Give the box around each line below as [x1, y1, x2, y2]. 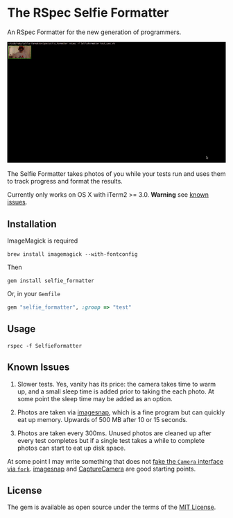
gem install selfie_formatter [7, 277, 95, 284]
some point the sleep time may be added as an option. [17, 394, 173, 403]
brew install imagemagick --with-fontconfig [7, 251, 138, 258]
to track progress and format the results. [7, 177, 123, 186]
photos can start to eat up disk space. [17, 444, 126, 452]
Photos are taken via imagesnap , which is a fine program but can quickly [17, 408, 225, 416]
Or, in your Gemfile [7, 290, 61, 298]
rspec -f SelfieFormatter [7, 342, 82, 349]
